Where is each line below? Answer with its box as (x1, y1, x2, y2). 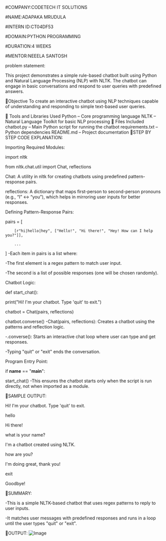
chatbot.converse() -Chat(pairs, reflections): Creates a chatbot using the (5, 318, 155, 324)
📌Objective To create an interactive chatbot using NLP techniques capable (5, 98, 158, 104)
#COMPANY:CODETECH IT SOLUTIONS (5, 5, 87, 10)
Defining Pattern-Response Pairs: (5, 209, 74, 215)
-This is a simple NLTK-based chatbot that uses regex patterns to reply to (5, 500, 156, 506)
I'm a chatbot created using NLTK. (5, 442, 75, 448)
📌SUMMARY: (5, 490, 32, 496)
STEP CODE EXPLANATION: (5, 135, 63, 140)
